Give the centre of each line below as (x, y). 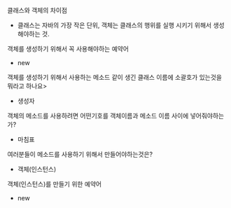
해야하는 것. (34, 34)
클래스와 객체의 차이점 (37, 10)
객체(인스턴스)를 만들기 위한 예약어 (55, 184)
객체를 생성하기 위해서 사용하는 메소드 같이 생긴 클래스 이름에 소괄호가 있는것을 (115, 77)
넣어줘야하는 (207, 116)
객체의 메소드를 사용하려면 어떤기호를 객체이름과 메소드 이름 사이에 (98, 116)
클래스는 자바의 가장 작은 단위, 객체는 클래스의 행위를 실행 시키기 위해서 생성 (121, 25)
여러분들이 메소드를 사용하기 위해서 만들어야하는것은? (80, 154)
